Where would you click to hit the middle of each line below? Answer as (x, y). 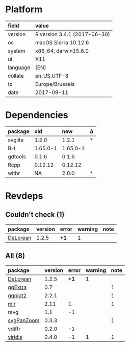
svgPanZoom (24, 320)
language (19, 67)
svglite (16, 140)
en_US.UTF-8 (52, 76)
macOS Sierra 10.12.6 (62, 42)
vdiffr (14, 329)
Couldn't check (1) (35, 215)
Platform (24, 9)
